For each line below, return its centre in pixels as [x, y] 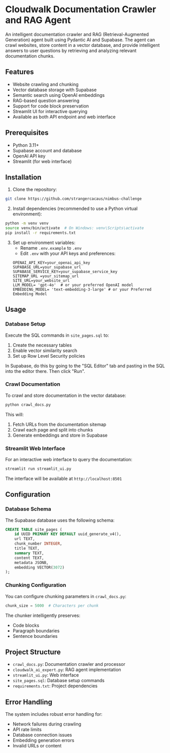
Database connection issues [42, 735]
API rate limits [27, 730]
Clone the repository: [35, 190]
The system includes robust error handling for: [54, 714]
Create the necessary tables [42, 345]
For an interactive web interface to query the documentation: [69, 460]
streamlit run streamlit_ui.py [38, 469]
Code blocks [26, 625]
